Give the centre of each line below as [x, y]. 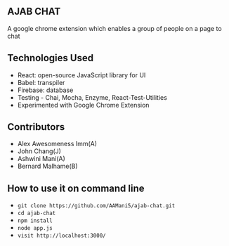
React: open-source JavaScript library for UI [81, 75]
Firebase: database [45, 90]
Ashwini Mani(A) [41, 159]
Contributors [36, 127]
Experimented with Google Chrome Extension [83, 105]
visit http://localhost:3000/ [62, 236]
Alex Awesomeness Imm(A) [57, 144]
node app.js [35, 228]
